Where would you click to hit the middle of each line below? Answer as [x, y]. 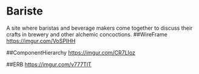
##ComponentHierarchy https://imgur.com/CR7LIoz [71, 52]
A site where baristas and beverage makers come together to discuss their [99, 28]
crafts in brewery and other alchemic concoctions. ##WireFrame [87, 34]
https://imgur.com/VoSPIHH [41, 41]
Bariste [25, 11]
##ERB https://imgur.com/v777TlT [49, 64]
